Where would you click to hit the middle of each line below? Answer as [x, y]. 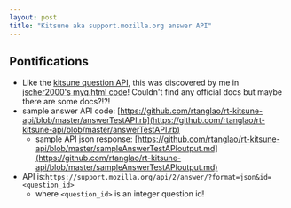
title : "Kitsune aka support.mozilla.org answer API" [111, 26]
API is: [34, 177]
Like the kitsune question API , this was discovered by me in [130, 83]
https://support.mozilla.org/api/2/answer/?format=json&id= [158, 178]
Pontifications [49, 62]
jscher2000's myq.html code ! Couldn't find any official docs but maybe [152, 92]
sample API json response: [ [87, 139]
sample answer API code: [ [71, 111]
